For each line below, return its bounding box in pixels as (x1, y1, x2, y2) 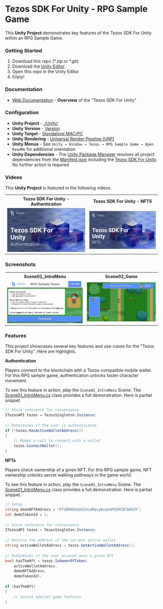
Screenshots (5, 261, 36, 267)
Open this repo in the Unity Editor (12, 69, 79, 75)
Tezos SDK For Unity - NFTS (93, 198, 152, 204)
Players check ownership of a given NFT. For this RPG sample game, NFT (5, 467, 152, 473)
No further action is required (12, 162, 69, 168)
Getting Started (5, 47, 42, 54)
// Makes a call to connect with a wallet (14, 438, 101, 443)
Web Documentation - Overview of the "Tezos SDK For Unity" (12, 97, 137, 103)
